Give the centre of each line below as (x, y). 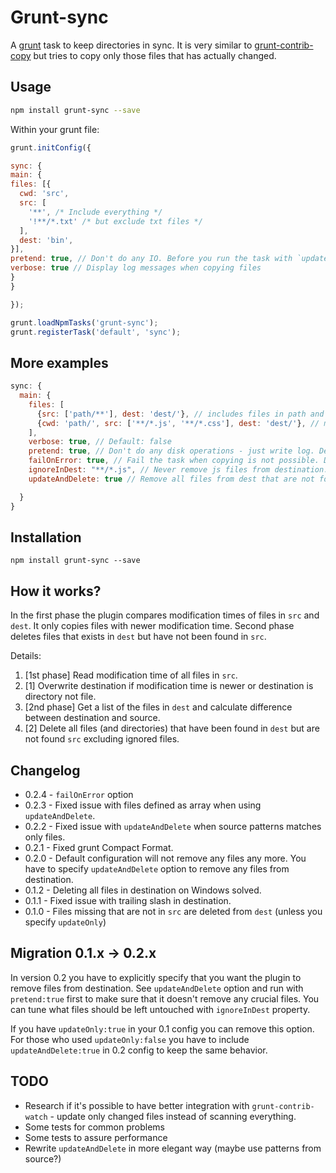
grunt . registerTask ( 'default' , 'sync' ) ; (96, 332)
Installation (46, 537)
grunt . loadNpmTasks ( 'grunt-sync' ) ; (84, 322)
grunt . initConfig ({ (51, 147)
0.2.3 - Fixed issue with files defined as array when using (143, 805)
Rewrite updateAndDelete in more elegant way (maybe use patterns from (173, 1148)
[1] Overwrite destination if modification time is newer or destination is (169, 686)
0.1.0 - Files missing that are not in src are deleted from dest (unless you (173, 911)
